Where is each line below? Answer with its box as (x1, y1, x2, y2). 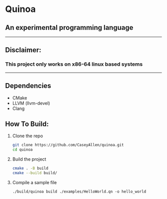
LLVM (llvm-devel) (12, 100, 51, 106)
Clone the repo (12, 133, 43, 139)
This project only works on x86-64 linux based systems (5, 61, 143, 68)
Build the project (12, 156, 46, 162)
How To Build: (5, 119, 49, 128)
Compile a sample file (12, 179, 57, 185)
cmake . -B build (12, 166, 49, 171)
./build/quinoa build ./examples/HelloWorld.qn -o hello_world (12, 189, 147, 194)
